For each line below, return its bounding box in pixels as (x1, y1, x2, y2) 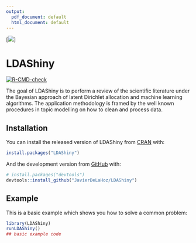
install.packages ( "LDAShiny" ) (6, 150, 80, 156)
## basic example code (6, 231, 61, 237)
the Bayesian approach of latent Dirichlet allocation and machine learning (6, 94, 183, 101)
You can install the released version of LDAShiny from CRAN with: (6, 139, 165, 146)
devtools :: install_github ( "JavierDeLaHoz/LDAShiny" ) (6, 177, 137, 183)
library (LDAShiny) (6, 220, 51, 226)
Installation (6, 123, 48, 133)
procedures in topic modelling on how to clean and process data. (6, 106, 163, 113)
